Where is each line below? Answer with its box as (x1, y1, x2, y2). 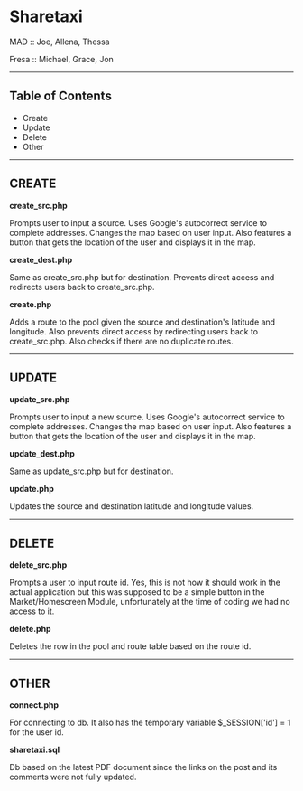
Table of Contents (9, 89, 113, 104)
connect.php (9, 700, 60, 711)
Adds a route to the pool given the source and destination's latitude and (9, 316, 276, 327)
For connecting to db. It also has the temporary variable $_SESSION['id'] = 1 (9, 717, 291, 728)
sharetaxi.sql (9, 744, 60, 755)
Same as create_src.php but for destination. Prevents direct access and (9, 271, 275, 282)
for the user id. (9, 727, 65, 738)
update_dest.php (9, 448, 75, 459)
